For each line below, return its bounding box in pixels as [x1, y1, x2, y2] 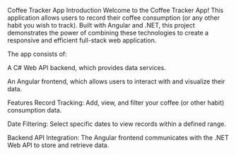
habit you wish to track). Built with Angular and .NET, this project [7, 21, 196, 29]
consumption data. [7, 106, 62, 114]
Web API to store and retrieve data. [7, 141, 110, 149]
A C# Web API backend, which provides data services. [7, 64, 166, 71]
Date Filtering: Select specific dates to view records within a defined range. [7, 120, 226, 128]
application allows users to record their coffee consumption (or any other [7, 13, 220, 22]
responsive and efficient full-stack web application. [7, 36, 157, 45]
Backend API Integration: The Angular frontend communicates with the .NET [7, 134, 229, 142]
